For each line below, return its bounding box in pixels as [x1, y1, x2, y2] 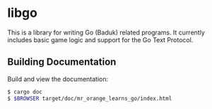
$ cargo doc [7, 88, 42, 96]
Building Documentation [7, 56, 117, 68]
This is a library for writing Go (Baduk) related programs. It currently [7, 28, 205, 37]
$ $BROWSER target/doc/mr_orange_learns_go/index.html [7, 95, 172, 102]
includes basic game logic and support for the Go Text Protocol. [7, 35, 194, 44]
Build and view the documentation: [7, 75, 109, 83]
